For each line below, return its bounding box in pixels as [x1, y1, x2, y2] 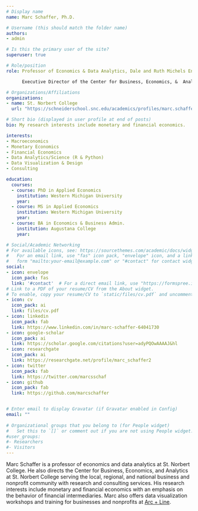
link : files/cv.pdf [11, 308, 60, 314]
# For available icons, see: [6, 248, 78, 253]
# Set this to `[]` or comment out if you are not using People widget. [6, 428, 194, 434]
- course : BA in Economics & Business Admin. [11, 220, 126, 226]
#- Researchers [6, 439, 44, 445]
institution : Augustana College [16, 226, 96, 232]
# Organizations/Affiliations [6, 89, 81, 95]
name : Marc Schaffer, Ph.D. [6, 14, 75, 20]
